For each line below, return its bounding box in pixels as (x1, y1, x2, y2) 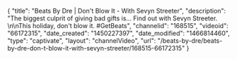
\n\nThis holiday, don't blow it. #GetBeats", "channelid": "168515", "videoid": (7, 22, 229, 29)
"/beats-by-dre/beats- (157, 37, 223, 45)
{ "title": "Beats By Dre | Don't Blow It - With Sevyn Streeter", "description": (7, 7, 226, 15)
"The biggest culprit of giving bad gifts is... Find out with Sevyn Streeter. (7, 14, 218, 22)
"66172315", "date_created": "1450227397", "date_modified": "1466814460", (7, 29, 230, 37)
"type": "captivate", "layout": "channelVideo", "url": (7, 37, 156, 45)
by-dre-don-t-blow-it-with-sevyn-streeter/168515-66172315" (7, 44, 185, 52)
